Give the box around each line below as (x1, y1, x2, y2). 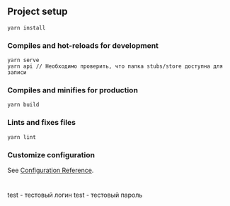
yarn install (7, 24, 46, 31)
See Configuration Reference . (7, 166, 94, 174)
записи (7, 69, 27, 76)
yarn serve (7, 56, 40, 64)
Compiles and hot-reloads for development (7, 40, 159, 50)
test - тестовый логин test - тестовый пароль (7, 190, 143, 200)
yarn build (7, 102, 40, 109)
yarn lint (7, 133, 37, 140)
